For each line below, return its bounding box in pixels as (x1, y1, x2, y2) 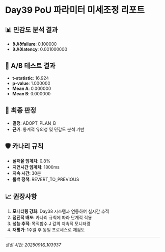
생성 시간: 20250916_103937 (5, 242, 61, 248)
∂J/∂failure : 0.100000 (12, 41, 57, 47)
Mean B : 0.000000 (12, 90, 51, 96)
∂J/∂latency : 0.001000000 (12, 46, 68, 52)
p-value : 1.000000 (12, 80, 51, 86)
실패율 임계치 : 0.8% (12, 158, 51, 164)
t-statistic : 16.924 (12, 75, 49, 81)
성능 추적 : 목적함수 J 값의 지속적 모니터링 (12, 221, 91, 226)
